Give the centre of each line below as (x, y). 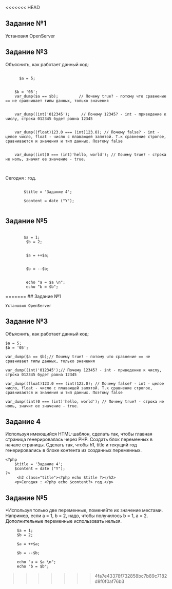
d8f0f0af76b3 (110, 581)
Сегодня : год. (21, 178)
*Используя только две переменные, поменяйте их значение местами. (84, 511)
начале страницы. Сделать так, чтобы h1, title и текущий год (71, 445)
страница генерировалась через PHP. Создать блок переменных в (79, 439)
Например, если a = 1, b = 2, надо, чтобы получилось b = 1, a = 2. (77, 516)
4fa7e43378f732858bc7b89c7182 (131, 576)
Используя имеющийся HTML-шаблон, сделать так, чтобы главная (79, 434)
